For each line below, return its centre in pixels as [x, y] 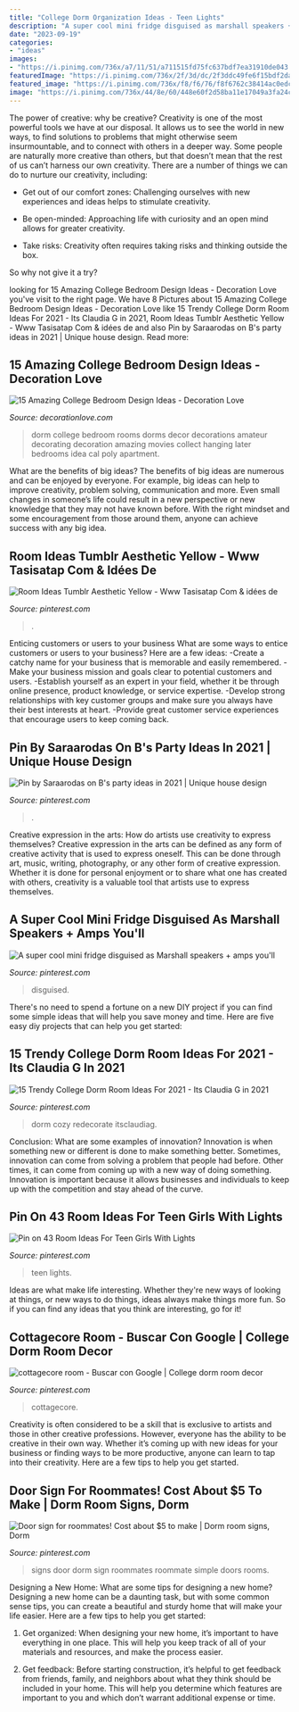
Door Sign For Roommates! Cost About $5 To [136, 1490]
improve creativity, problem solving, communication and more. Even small [145, 490]
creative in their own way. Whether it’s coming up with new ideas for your [144, 1443]
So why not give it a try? [53, 272]
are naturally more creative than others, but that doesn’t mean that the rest [146, 155]
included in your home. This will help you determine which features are [152, 1688]
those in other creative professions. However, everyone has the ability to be [148, 1434]
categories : [31, 42]
